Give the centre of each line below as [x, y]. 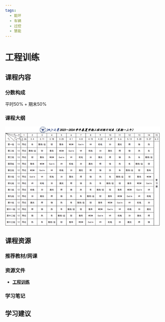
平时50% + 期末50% [26, 104]
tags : [11, 10]
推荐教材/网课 [21, 256]
